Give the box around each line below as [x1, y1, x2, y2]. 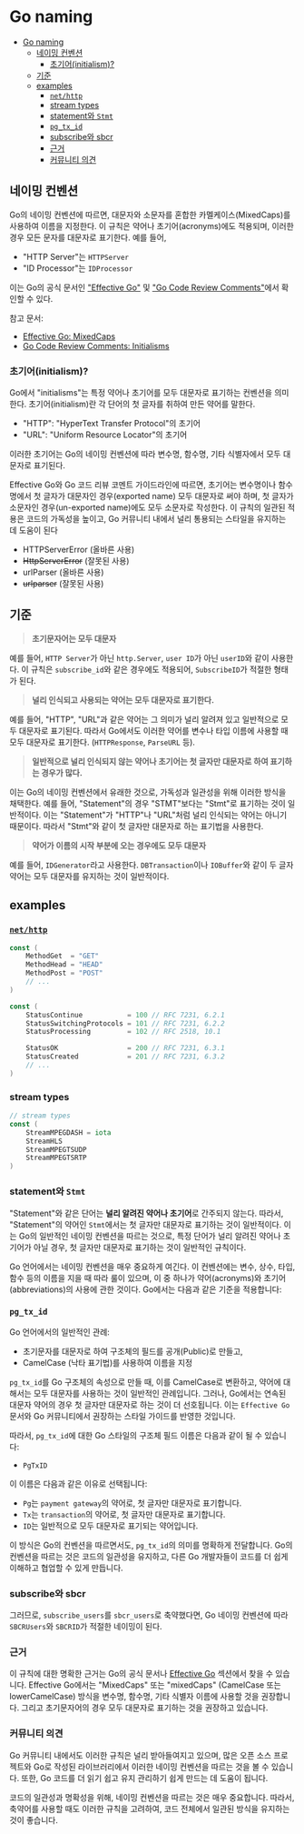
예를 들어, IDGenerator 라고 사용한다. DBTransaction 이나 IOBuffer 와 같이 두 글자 [9, 859, 294, 870]
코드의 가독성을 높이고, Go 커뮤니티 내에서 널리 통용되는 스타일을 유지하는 [25, 514, 287, 525]
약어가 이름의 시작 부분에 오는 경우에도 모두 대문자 [31, 839, 207, 851]
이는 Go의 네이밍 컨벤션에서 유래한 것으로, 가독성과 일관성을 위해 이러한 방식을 [9, 787, 287, 797]
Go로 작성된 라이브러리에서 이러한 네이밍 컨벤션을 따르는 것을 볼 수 [33, 1761, 270, 1772]
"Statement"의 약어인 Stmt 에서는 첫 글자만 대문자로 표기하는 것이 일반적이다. [9, 1218, 282, 1229]
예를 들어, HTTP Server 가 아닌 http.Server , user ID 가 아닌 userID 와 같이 [9, 652, 270, 663]
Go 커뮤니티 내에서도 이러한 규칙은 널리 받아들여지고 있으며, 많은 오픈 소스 [9, 1749, 272, 1760]
